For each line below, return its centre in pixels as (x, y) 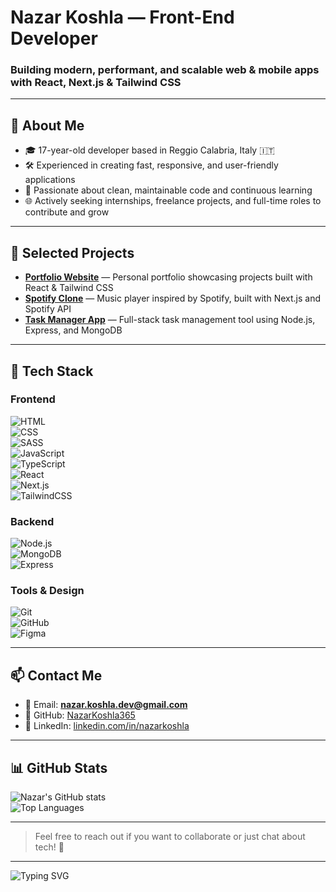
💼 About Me (47, 125)
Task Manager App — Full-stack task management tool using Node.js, (170, 320)
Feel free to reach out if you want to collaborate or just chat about (170, 837)
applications (50, 180)
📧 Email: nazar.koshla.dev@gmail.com (106, 705)
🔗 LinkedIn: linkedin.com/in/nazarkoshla (107, 726)
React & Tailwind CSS (69, 288)
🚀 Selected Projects (72, 252)
